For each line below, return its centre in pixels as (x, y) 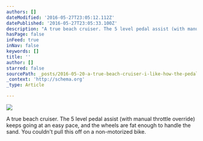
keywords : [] (23, 51)
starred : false (25, 68)
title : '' (19, 57)
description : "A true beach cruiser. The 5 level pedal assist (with (96, 29)
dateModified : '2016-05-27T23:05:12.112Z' (60, 18)
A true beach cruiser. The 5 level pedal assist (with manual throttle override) (101, 119)
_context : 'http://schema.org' (46, 79)
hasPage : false (25, 34)
